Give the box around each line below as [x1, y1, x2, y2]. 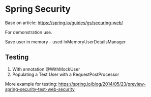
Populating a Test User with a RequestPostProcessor [12, 71, 120, 77]
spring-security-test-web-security [5, 86, 75, 92]
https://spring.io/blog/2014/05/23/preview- [58, 81, 146, 87]
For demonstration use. [5, 29, 53, 35]
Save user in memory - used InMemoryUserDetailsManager [5, 38, 126, 45]
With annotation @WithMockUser [12, 66, 80, 72]
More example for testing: [5, 81, 58, 87]
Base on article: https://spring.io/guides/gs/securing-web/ [5, 20, 123, 26]
